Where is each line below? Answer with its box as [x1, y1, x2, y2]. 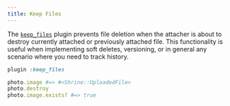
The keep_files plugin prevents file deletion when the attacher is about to [7, 30, 222, 38]
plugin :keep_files [7, 66, 65, 73]
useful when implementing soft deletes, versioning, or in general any [7, 45, 207, 53]
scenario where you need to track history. [7, 52, 129, 61]
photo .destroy [7, 86, 50, 93]
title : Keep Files [7, 10, 62, 18]
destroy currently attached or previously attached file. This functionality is [7, 37, 223, 46]
